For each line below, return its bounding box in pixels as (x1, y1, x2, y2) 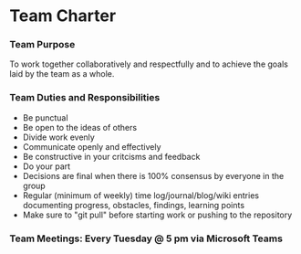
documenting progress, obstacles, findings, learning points (22, 199, 244, 210)
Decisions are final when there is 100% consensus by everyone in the (22, 170, 285, 181)
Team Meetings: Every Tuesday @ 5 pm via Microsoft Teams (9, 232, 283, 245)
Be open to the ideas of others (22, 122, 138, 132)
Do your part (22, 161, 71, 172)
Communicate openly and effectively (22, 141, 161, 152)
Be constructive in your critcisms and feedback (22, 151, 201, 162)
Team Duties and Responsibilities (9, 91, 161, 104)
